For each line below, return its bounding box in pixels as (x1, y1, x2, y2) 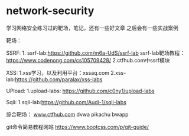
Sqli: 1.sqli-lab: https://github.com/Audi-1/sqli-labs (6, 98, 127, 105)
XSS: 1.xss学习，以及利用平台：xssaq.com (6, 69, 110, 76)
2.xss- (110, 69, 126, 76)
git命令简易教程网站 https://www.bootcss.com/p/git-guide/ (6, 123, 149, 130)
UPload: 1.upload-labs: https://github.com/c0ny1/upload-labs (6, 87, 155, 94)
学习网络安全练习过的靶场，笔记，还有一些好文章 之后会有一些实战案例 (6, 24, 178, 31)
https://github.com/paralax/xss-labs (14, 75, 103, 83)
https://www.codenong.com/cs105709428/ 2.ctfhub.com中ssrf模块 (6, 57, 170, 64)
